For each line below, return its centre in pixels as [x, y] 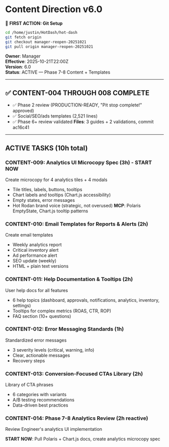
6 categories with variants [39, 395]
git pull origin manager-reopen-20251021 [49, 46]
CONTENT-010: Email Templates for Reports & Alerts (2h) [77, 224]
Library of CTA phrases [29, 385]
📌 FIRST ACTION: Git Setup [34, 23]
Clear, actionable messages [41, 355]
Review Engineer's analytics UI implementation [54, 429]
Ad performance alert [35, 255]
